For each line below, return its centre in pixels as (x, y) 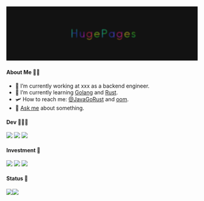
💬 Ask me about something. (49, 108)
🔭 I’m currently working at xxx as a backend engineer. (82, 86)
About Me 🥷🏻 (23, 72)
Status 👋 (17, 178)
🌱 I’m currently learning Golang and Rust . (66, 92)
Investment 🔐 (23, 150)
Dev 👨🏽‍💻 (17, 122)
